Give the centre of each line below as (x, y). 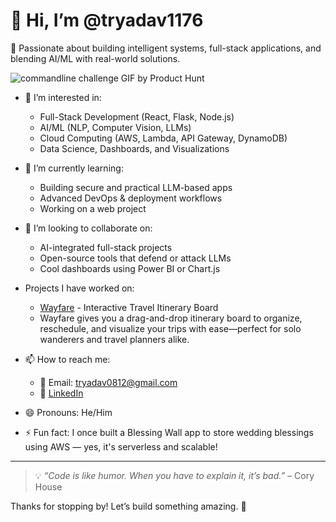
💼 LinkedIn (61, 393)
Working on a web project (93, 208)
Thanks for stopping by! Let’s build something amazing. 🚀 (128, 506)
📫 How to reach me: (67, 359)
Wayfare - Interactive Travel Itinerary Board (129, 307)
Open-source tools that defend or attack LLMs (135, 258)
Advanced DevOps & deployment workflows (131, 198)
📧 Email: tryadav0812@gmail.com (108, 382)
